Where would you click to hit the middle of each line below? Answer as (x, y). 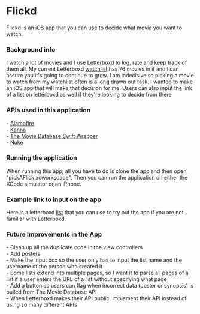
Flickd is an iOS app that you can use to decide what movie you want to (94, 28)
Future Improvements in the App (54, 234)
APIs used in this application (49, 110)
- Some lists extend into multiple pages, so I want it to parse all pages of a (97, 273)
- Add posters (23, 254)
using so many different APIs (42, 305)
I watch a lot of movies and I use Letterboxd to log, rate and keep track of (97, 63)
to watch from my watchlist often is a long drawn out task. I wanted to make (100, 82)
